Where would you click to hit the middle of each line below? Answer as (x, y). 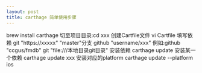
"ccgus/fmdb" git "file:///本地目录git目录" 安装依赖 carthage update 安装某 (99, 50)
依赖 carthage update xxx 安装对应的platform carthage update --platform (102, 57)
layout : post (23, 12)
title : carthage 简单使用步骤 (41, 17)
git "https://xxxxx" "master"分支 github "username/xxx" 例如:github (97, 42)
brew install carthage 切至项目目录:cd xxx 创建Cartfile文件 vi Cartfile (91, 35)
